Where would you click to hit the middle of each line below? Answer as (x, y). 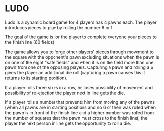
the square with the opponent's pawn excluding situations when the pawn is (82, 57)
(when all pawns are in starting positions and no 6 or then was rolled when (81, 107)
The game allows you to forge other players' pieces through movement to (79, 52)
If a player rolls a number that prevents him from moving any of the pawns (80, 102)
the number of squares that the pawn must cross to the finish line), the (76, 118)
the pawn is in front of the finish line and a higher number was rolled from (79, 113)
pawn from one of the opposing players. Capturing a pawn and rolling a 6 (79, 67)
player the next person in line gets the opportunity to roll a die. (68, 123)
